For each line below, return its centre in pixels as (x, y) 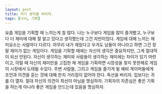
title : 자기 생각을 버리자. (29, 14)
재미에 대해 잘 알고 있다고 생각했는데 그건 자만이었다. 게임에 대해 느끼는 (82, 39)
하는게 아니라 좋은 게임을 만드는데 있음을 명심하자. (57, 87)
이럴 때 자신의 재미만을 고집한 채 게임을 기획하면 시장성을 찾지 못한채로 (82, 63)
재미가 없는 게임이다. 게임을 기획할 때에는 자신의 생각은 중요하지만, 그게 (77, 51)
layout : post (18, 9)
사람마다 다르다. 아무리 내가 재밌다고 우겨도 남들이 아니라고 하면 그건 (86, 45)
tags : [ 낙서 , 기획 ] (23, 18)
